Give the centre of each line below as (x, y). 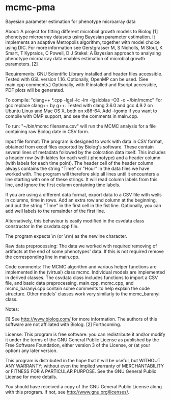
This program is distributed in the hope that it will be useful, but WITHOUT (83, 360)
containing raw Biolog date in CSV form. (47, 131)
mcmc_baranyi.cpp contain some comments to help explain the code (78, 288)
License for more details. (31, 377)
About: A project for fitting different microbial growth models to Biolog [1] (82, 31)
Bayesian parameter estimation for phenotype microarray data (70, 21)
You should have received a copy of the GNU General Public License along (83, 386)
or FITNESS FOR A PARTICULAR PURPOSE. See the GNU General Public (81, 371)
